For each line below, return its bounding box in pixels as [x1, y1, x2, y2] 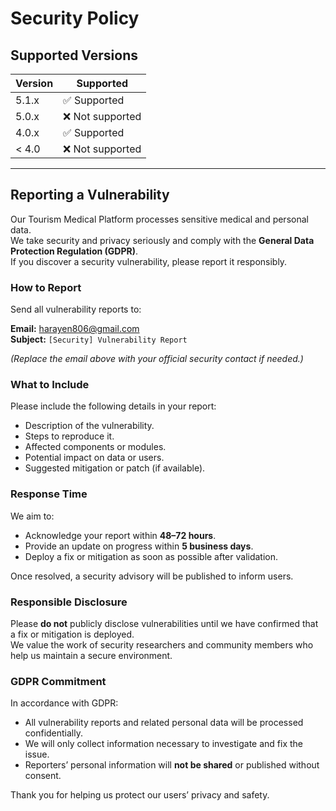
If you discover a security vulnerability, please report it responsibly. [10, 255, 288, 267]
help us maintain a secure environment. [10, 650, 173, 661]
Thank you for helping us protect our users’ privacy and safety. [10, 789, 270, 801]
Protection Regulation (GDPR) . [10, 245, 138, 257]
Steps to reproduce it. [24, 430, 115, 442]
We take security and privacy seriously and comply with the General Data [10, 234, 315, 246]
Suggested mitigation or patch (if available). [24, 462, 206, 474]
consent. [24, 770, 62, 782]
